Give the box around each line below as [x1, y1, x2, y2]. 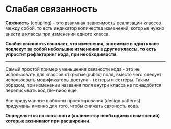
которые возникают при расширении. [5, 118, 91, 124]
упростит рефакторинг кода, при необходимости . [5, 51, 118, 57]
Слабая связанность [5, 3, 98, 15]
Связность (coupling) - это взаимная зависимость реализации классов [5, 20, 161, 26]
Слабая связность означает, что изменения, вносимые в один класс [5, 40, 159, 46]
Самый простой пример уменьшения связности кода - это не [5, 66, 140, 72]
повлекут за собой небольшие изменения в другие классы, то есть [5, 46, 157, 52]
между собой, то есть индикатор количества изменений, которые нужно [5, 25, 164, 31]
